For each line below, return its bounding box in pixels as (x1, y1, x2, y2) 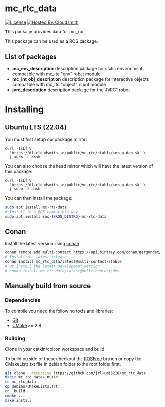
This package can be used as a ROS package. (5, 38, 98, 44)
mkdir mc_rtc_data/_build (5, 375, 58, 380)
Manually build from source (5, 282, 91, 290)
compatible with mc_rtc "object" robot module (12, 81, 106, 87)
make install (5, 398, 32, 403)
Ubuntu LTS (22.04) (5, 124, 67, 132)
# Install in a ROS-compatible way (5, 209, 78, 214)
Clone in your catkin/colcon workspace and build (5, 346, 105, 352)
